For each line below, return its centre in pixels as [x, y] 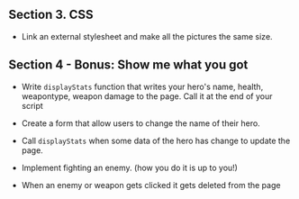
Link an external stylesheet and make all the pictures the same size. [147, 36]
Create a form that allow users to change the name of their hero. [140, 123]
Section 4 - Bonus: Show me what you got [128, 65]
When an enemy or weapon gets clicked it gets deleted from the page [151, 185]
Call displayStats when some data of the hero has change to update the [156, 140]
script [32, 105]
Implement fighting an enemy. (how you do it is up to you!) [129, 167]
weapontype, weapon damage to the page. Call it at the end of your [147, 96]
